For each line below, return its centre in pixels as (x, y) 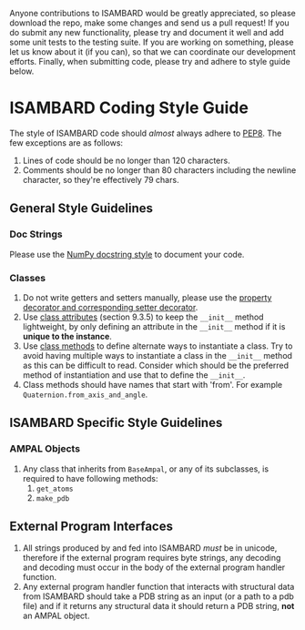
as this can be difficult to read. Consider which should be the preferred (156, 365)
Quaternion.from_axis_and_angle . (85, 394)
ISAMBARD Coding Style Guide (129, 108)
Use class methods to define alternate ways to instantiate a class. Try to (158, 346)
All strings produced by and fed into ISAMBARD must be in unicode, (150, 548)
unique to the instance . (67, 336)
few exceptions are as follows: (66, 142)
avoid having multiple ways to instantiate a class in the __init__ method (158, 355)
